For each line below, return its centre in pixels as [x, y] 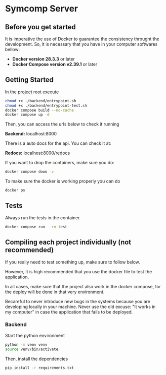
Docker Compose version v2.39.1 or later [55, 64]
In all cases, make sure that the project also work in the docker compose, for [83, 286]
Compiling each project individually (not [68, 242]
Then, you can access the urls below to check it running [62, 124]
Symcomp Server [41, 9]
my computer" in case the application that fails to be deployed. [69, 312]
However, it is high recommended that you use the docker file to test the [79, 271]
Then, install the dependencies [37, 359]
